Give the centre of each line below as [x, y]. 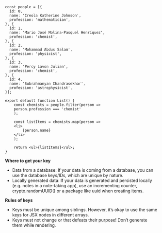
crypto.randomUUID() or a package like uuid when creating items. [78, 191]
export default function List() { [40, 101]
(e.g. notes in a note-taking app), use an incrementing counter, [74, 186]
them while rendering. [34, 225]
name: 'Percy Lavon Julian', [39, 67]
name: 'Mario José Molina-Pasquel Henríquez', [57, 33]
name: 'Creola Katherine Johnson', [45, 16]
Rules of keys [19, 200]
